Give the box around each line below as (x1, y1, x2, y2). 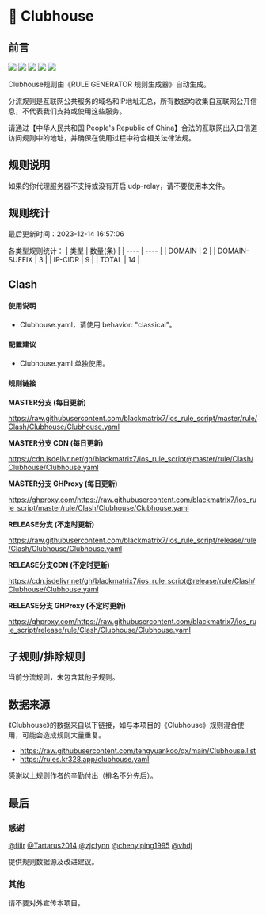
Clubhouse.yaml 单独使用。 (19, 358, 110, 368)
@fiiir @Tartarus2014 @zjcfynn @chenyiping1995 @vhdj (8, 840, 192, 850)
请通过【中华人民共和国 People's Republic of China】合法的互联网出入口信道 (8, 123, 258, 132)
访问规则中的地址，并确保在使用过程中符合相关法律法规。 (8, 133, 196, 142)
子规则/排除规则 (8, 650, 85, 664)
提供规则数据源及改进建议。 (8, 856, 99, 867)
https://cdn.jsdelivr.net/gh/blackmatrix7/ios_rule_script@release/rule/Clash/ (8, 576, 256, 585)
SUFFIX (8, 255, 33, 264)
